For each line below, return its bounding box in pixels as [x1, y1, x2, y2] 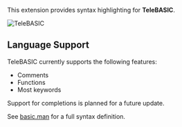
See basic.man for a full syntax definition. [7, 112, 126, 120]
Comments [17, 70, 49, 79]
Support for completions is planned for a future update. [7, 99, 165, 107]
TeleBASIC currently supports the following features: [7, 57, 158, 66]
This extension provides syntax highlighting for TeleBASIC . [7, 6, 175, 14]
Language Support [7, 39, 90, 51]
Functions [17, 78, 46, 86]
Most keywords [17, 86, 62, 94]
